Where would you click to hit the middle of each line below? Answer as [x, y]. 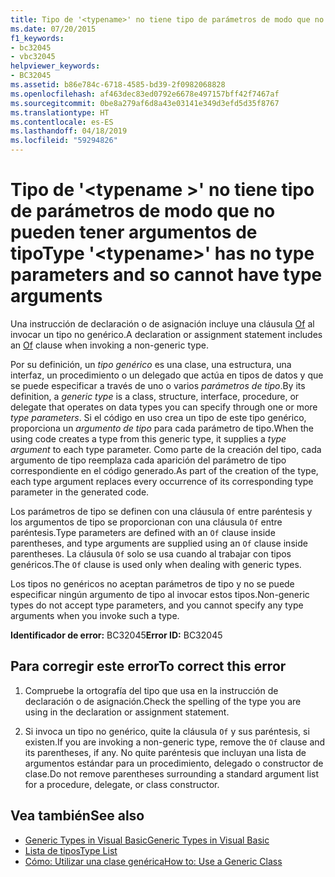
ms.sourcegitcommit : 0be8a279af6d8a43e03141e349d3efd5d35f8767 [145, 103]
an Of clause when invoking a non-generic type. [109, 345]
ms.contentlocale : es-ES [62, 122]
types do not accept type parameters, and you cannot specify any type [157, 605]
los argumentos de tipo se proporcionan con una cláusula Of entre [146, 522]
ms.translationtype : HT [60, 112]
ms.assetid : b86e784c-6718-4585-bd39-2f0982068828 [118, 85]
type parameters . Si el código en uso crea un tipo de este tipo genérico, [158, 417]
